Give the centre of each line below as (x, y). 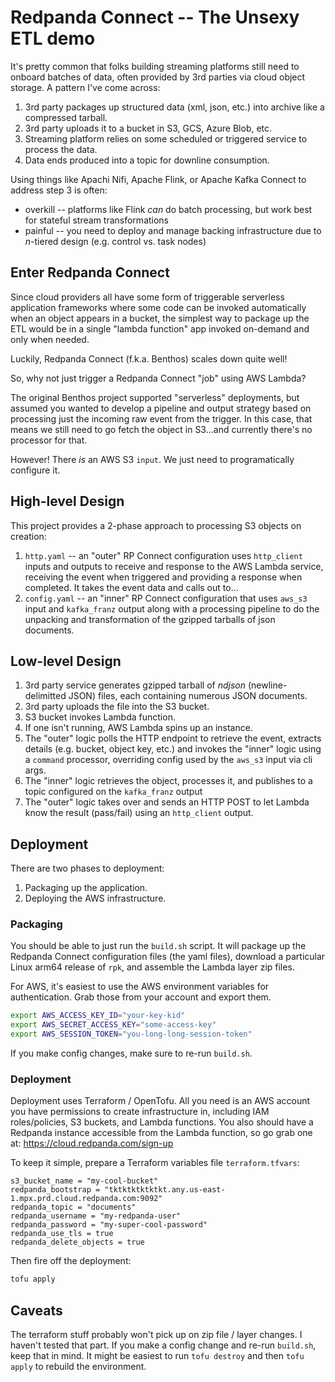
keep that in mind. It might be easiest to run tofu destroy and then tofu (157, 1356)
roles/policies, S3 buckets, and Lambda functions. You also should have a (162, 1122)
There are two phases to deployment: (87, 868)
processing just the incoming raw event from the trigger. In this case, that (161, 418)
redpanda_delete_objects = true (77, 1242)
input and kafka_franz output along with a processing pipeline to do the (172, 608)
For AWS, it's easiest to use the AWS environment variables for (140, 987)
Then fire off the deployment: (71, 1261)
